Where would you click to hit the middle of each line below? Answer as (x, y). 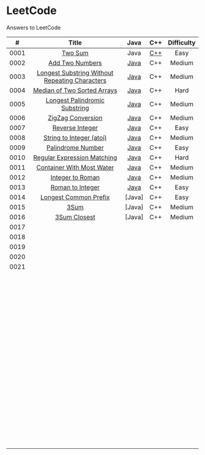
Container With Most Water (75, 167)
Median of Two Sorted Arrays (75, 90)
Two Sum (75, 53)
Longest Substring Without (75, 73)
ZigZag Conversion (75, 118)
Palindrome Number (75, 147)
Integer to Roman (75, 177)
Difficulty (182, 42)
